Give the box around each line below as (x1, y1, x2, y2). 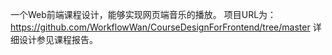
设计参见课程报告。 (18, 34, 98, 45)
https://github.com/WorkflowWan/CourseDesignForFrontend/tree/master (10, 21, 311, 33)
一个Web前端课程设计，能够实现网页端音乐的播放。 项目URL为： (10, 9, 277, 20)
